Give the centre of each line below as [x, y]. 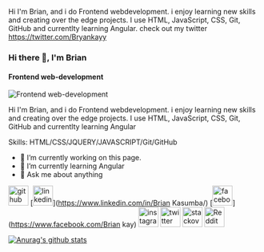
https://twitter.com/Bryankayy [58, 37]
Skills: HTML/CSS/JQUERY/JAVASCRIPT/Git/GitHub [93, 142]
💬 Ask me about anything [61, 175]
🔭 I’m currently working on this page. [80, 158]
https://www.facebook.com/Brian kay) [74, 224]
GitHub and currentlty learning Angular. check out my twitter [108, 28]
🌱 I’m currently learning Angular [72, 166]
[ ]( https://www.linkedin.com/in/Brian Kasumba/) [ [122, 203]
